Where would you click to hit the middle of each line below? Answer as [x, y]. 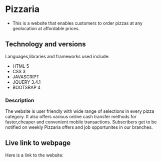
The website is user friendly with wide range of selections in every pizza [80, 111]
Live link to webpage [38, 143]
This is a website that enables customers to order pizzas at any [77, 23]
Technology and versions [45, 44]
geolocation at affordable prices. [46, 28]
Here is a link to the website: [34, 155]
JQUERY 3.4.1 [26, 82]
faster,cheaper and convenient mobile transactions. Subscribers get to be [81, 122]
